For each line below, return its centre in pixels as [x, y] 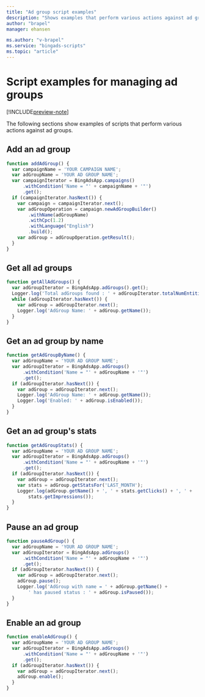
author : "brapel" [28, 23]
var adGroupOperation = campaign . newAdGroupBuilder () [87, 209]
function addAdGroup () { [38, 164]
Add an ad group [38, 150]
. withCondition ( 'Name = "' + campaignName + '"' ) [87, 186]
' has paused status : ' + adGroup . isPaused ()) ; [91, 592]
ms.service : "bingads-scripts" [46, 46]
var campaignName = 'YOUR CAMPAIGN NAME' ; [67, 169]
